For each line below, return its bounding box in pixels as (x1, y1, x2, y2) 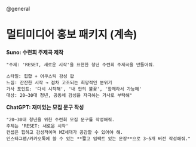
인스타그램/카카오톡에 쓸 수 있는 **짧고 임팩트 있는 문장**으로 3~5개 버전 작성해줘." (6, 136, 191, 142)
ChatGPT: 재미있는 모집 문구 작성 (6, 103, 84, 111)
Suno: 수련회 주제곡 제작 (6, 48, 64, 56)
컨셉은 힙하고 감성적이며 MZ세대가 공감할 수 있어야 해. (6, 129, 124, 135)
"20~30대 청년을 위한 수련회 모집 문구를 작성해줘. (6, 117, 115, 122)
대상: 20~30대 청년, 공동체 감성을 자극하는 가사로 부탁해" (6, 92, 133, 98)
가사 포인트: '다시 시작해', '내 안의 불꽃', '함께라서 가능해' (6, 86, 142, 92)
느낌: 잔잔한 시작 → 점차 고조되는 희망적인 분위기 (6, 79, 112, 85)
